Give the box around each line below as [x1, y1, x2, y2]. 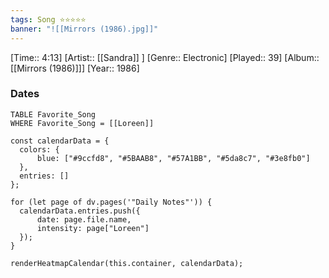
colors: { [19, 144, 60, 155]
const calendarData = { [10, 136, 110, 146]
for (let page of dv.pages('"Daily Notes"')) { [10, 197, 213, 207]
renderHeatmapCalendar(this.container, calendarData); [10, 258, 244, 268]
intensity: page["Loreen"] [36, 223, 150, 233]
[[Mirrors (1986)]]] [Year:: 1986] [10, 62, 140, 74]
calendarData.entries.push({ [19, 206, 141, 216]
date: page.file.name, [36, 214, 132, 225]
